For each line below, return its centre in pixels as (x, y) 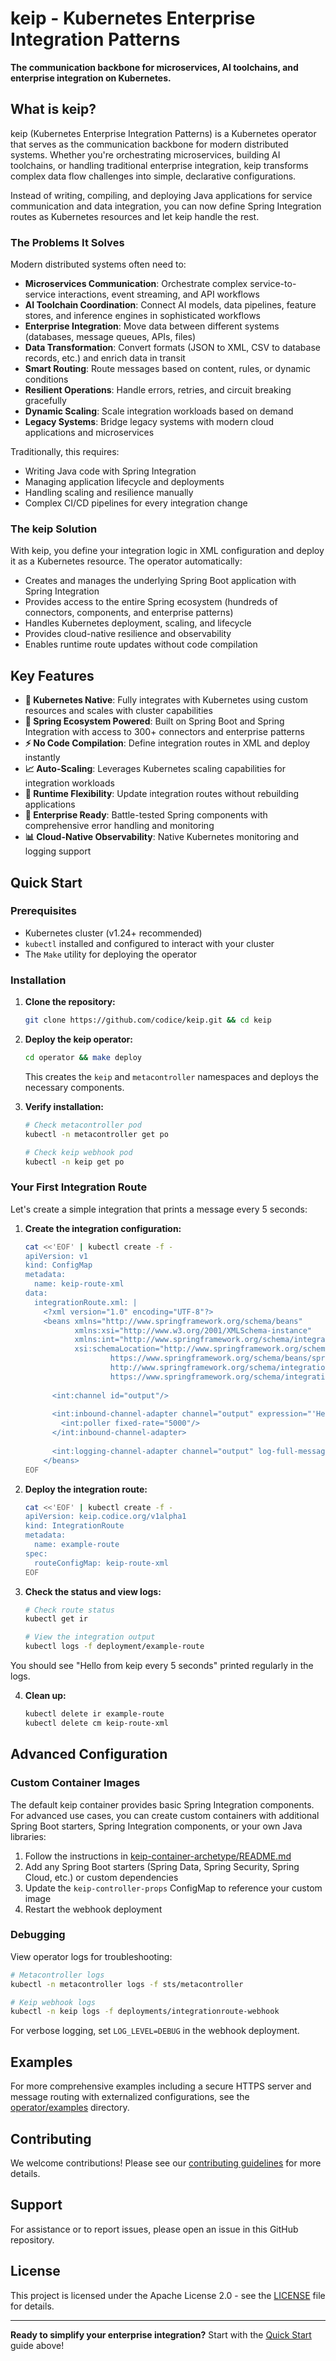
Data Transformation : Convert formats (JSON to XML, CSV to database (172, 348)
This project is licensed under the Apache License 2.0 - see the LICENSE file (168, 2295)
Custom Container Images (75, 1783)
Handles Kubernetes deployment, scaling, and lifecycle (138, 623)
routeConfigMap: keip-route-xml (101, 1563)
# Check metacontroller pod (83, 1125)
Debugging (38, 1935)
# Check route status (69, 1610)
